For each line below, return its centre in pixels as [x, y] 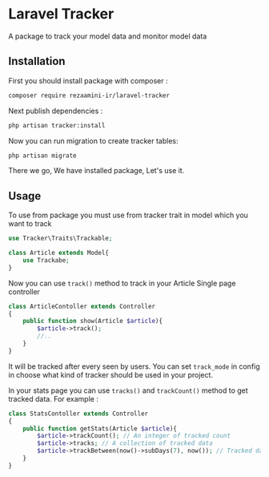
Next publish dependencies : [56, 111]
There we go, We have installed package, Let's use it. [96, 171]
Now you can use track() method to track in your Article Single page [122, 283]
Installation [37, 61]
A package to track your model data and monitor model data [108, 36]
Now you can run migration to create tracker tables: [93, 140]
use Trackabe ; [46, 260]
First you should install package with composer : [88, 80]
